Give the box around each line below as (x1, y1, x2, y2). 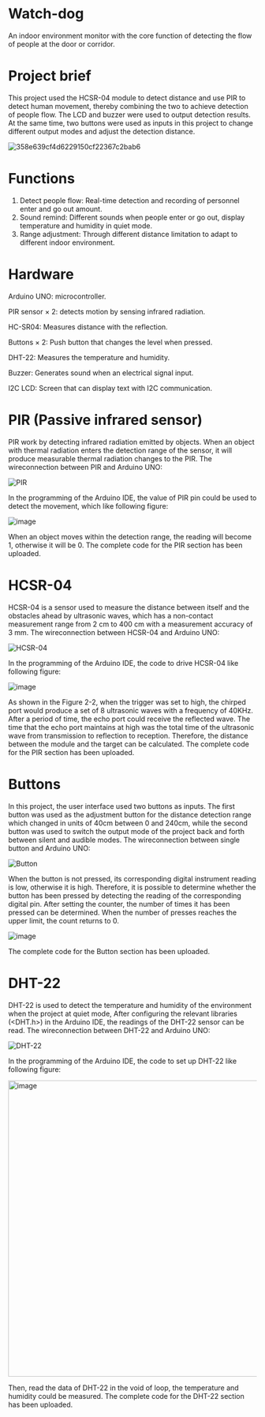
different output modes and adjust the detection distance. (8, 126, 196, 136)
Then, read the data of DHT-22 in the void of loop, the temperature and (8, 1383, 239, 1393)
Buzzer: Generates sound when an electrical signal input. (8, 368, 194, 378)
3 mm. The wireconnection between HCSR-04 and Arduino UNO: (8, 627, 220, 637)
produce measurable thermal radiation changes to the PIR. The (8, 453, 213, 463)
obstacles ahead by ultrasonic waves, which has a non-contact (8, 611, 214, 620)
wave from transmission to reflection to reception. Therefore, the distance (8, 731, 248, 740)
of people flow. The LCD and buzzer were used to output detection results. (8, 110, 251, 119)
